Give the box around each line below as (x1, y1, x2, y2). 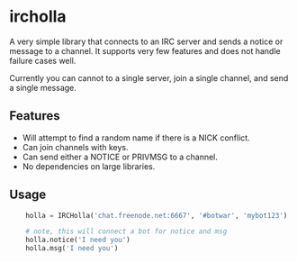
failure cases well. (9, 55, 76, 66)
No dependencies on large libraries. (22, 160, 156, 172)
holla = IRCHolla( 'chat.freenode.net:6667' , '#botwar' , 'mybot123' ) (25, 211, 288, 220)
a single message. (9, 82, 76, 93)
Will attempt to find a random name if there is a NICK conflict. (22, 132, 250, 143)
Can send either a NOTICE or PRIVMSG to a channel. (22, 151, 219, 162)
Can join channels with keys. (22, 141, 129, 152)
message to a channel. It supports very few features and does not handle (9, 45, 281, 56)
